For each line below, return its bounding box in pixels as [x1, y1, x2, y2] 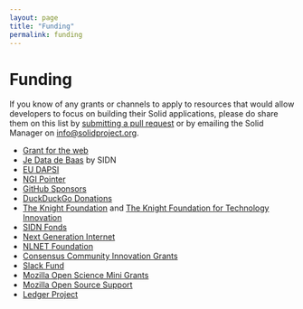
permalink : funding [9, 30, 83, 39]
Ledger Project [22, 289, 79, 300]
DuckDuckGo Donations [22, 193, 113, 204]
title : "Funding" [9, 22, 75, 31]
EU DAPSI [22, 164, 60, 175]
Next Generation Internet [22, 231, 116, 242]
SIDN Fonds [22, 222, 68, 233]
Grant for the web [22, 145, 89, 156]
